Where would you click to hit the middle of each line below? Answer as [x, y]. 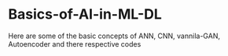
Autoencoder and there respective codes [75, 44]
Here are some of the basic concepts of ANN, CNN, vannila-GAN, [114, 36]
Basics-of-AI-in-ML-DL [85, 14]
